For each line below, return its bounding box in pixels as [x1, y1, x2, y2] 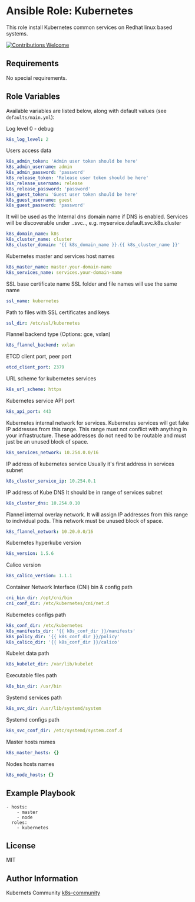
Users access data [6, 147, 52, 154]
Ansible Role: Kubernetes [6, 4, 134, 18]
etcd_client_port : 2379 [6, 364, 65, 370]
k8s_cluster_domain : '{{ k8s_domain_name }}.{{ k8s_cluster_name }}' [6, 242, 181, 248]
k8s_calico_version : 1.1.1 [6, 573, 72, 579]
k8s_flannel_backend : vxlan [6, 342, 75, 348]
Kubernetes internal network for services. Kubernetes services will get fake [6, 419, 189, 426]
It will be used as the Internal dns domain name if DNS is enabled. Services [6, 213, 189, 220]
